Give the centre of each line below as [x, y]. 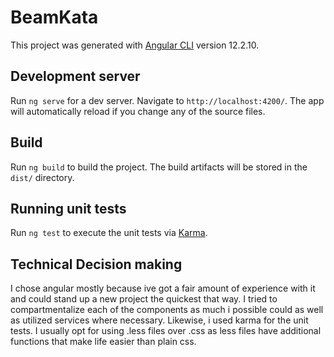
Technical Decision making [96, 264]
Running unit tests [68, 208]
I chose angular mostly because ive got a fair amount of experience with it [163, 288]
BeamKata [54, 17]
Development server [75, 76]
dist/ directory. [42, 177]
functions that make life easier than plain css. [103, 342]
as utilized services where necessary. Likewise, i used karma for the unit [159, 320]
